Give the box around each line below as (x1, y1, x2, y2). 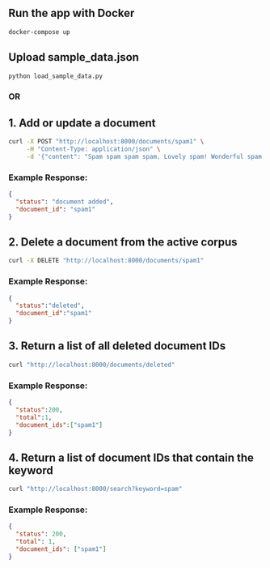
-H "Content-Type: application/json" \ (26, 145, 161, 153)
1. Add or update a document (8, 116, 156, 130)
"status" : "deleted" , (15, 301, 85, 310)
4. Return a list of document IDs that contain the (8, 451, 255, 464)
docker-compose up (8, 28, 70, 36)
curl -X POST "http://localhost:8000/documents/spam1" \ (8, 138, 205, 146)
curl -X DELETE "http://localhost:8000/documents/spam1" (8, 257, 205, 265)
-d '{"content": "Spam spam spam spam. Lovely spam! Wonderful (26, 152, 244, 160)
